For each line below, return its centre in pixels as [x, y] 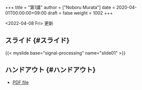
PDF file [20, 82]
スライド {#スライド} [37, 41]
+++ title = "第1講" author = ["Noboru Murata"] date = [60, 7]
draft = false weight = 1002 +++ [80, 13]
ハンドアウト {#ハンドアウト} [51, 70]
